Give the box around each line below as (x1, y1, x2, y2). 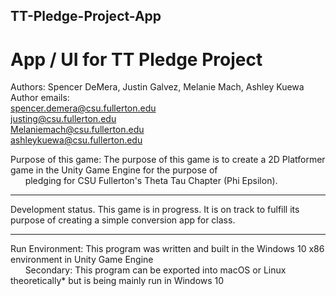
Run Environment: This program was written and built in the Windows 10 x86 (10, 243, 325, 255)
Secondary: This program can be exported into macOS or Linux (24, 264, 287, 276)
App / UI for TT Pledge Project (10, 48, 263, 71)
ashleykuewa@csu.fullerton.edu (10, 134, 143, 146)
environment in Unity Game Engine (10, 254, 154, 266)
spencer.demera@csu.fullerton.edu (10, 102, 157, 114)
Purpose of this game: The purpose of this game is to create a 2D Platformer (10, 154, 326, 166)
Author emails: (10, 92, 70, 104)
